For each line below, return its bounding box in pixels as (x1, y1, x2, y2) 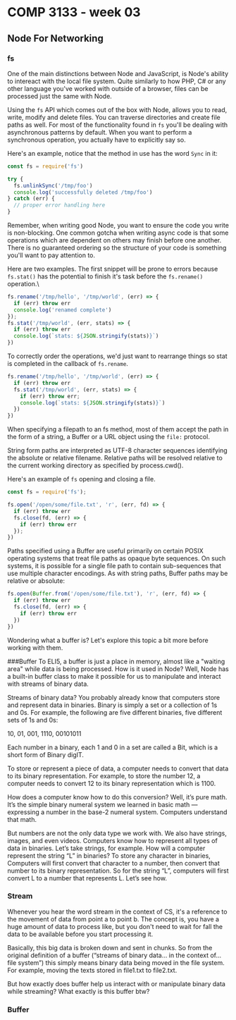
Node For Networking (7, 32, 104, 44)
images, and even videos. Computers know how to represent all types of (7, 836, 218, 844)
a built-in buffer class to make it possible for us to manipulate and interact (7, 672, 221, 680)
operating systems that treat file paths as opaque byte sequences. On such (7, 554, 226, 563)
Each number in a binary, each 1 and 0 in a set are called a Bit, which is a (7, 743, 218, 751)
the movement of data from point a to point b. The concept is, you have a (7, 914, 220, 923)
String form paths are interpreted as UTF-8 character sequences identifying (7, 446, 228, 455)
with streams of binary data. (7, 680, 89, 688)
